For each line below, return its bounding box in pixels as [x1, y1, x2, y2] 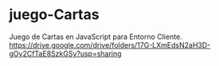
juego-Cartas [9, 6, 100, 24]
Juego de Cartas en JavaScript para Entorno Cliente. [9, 32, 182, 41]
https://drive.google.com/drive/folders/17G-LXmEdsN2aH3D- [9, 40, 211, 49]
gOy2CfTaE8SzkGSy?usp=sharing [9, 49, 122, 58]
